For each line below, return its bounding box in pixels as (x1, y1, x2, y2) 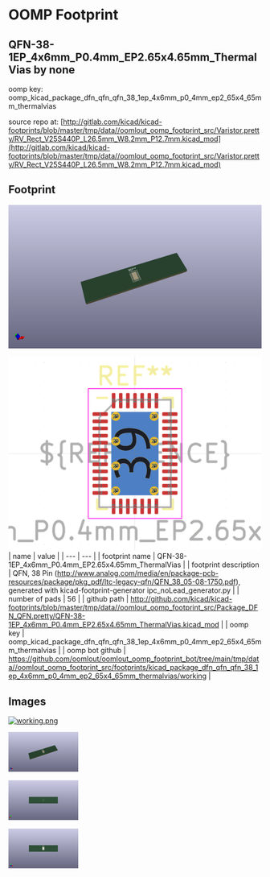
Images (8, 694, 47, 708)
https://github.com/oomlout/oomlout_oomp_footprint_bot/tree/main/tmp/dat (8, 654, 260, 664)
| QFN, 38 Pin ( (8, 569, 58, 578)
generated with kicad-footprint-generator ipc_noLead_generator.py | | (8, 585, 239, 595)
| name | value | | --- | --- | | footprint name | (8, 552, 156, 561)
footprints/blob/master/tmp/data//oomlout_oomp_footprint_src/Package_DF (8, 602, 259, 613)
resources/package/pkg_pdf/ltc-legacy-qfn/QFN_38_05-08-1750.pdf (8, 577, 236, 587)
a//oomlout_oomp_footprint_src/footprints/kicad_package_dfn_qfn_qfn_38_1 (8, 663, 259, 672)
